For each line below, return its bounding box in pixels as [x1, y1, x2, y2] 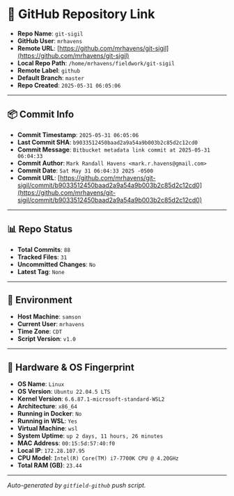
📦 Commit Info [7, 109, 75, 120]
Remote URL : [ [17, 44, 60, 52]
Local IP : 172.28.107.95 [17, 447, 85, 455]
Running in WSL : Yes [17, 417, 78, 425]
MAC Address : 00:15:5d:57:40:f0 [17, 439, 116, 447]
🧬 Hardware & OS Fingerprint [7, 361, 134, 373]
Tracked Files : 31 [17, 253, 68, 261]
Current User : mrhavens [17, 320, 85, 328]
